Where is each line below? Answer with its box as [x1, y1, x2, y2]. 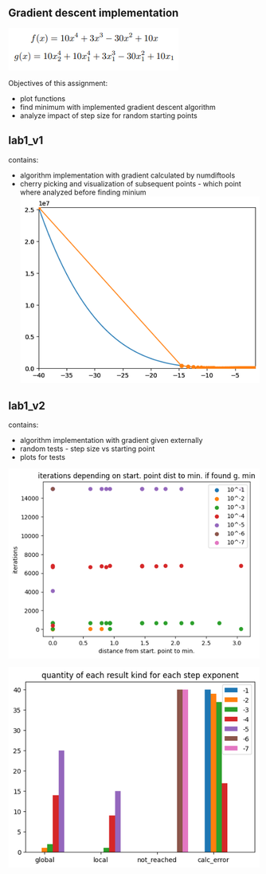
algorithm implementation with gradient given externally [19, 436, 203, 445]
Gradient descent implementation [8, 6, 179, 20]
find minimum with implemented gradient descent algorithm [19, 102, 217, 112]
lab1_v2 [8, 398, 46, 413]
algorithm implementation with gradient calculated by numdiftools [19, 170, 236, 180]
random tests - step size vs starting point [19, 444, 155, 453]
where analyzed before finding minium [19, 187, 147, 197]
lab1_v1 [8, 134, 44, 147]
